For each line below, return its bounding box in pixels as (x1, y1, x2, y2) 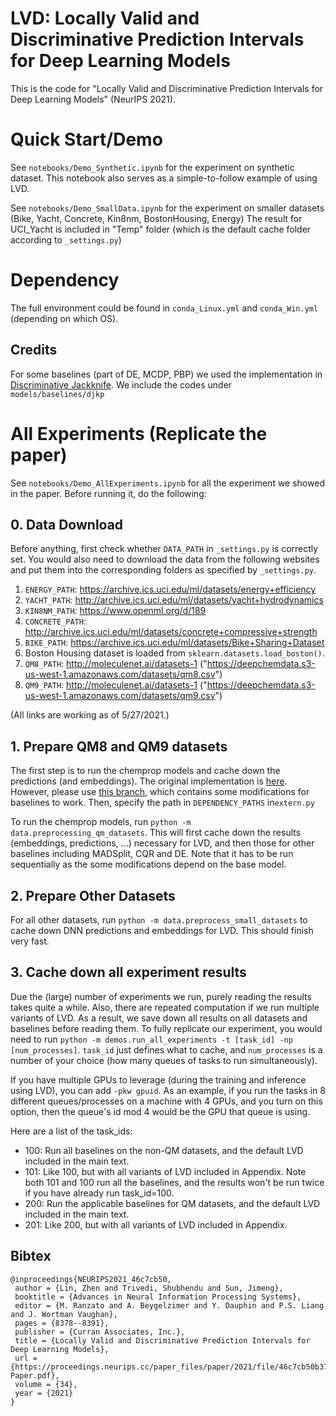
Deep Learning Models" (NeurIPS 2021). (10, 93, 176, 105)
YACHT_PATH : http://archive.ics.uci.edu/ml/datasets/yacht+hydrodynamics (24, 594, 324, 606)
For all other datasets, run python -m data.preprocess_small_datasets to (10, 914, 308, 926)
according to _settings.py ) (10, 233, 122, 246)
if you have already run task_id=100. (24, 1187, 175, 1199)
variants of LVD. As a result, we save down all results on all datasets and (10, 1012, 308, 1024)
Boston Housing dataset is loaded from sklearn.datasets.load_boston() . (24, 647, 325, 659)
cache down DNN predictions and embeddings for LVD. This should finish (10, 925, 314, 936)
